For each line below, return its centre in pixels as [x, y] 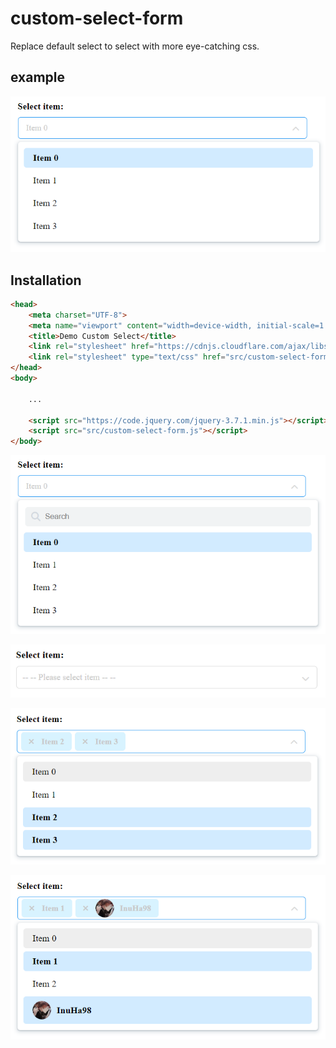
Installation [46, 280]
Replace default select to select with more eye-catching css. [135, 46]
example [38, 77]
